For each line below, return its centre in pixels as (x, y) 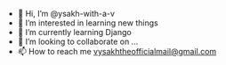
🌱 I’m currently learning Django (74, 32)
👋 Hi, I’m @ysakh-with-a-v (66, 14)
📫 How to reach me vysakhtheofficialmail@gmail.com (117, 51)
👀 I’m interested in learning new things (88, 23)
